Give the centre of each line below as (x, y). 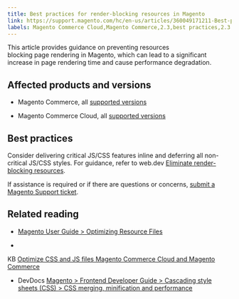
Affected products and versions (79, 85)
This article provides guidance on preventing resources (88, 48)
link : (15, 21)
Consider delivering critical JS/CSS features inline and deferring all (105, 155)
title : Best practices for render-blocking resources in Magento (106, 14)
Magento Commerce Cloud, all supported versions (91, 116)
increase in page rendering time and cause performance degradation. (110, 63)
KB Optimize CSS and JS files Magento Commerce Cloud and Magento (111, 259)
